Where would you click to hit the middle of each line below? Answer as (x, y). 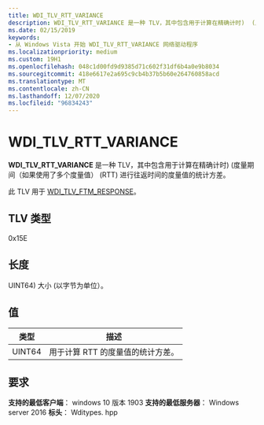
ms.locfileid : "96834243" (50, 103)
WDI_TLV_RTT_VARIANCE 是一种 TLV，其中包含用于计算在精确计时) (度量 (128, 165)
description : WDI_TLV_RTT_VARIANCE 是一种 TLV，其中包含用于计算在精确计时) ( (132, 23)
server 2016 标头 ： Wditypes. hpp (63, 412)
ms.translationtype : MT (47, 81)
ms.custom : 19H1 (35, 60)
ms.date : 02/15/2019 (42, 30)
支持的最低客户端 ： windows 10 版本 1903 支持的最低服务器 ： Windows (124, 403)
